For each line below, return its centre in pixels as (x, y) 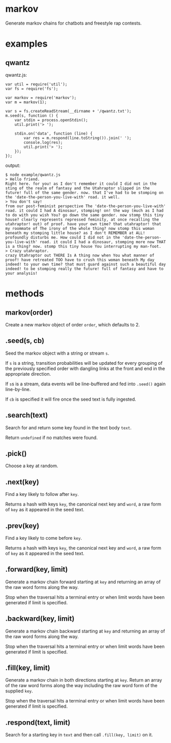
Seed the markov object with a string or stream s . (57, 353)
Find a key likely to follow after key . (42, 494)
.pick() (16, 453)
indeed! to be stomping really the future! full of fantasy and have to (84, 269)
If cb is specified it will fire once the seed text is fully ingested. (71, 399)
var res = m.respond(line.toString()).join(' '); (78, 138)
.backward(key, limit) (40, 619)
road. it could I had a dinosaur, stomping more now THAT (103, 242)
